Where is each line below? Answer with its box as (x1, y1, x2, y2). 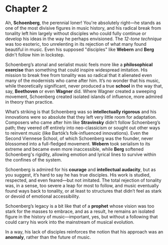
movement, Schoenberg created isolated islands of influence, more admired (5, 94, 163, 100)
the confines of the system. (5, 156, 62, 162)
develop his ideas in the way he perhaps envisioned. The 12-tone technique (5, 36, 162, 42)
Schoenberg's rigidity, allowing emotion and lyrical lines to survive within (5, 151, 156, 157)
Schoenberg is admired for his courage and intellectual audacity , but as (5, 167, 156, 173)
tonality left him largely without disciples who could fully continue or (5, 30, 147, 36)
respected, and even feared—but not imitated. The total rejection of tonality (5, 177, 162, 183)
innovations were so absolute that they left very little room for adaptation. (5, 114, 157, 120)
